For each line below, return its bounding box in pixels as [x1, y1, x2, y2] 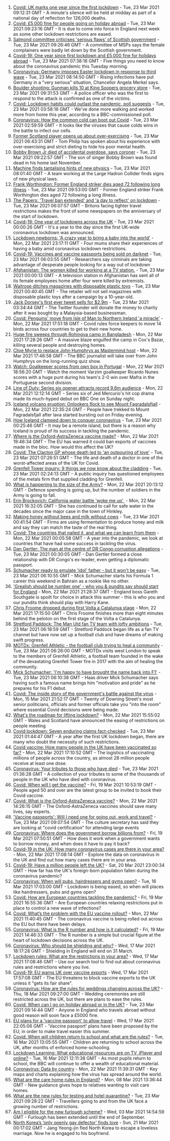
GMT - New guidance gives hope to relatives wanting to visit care [13, 1082, 149, 1088]
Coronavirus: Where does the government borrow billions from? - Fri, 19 [13, 830, 163, 836]
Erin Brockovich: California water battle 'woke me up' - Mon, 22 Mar [13, 498, 156, 504]
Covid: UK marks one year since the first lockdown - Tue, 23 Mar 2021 [13, 5, 159, 10]
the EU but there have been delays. [13, 921, 86, 927]
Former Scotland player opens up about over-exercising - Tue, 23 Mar [13, 133, 159, 139]
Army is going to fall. [13, 492, 56, 498]
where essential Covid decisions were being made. [13, 707, 119, 713]
